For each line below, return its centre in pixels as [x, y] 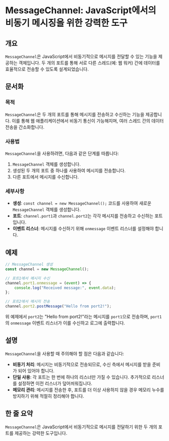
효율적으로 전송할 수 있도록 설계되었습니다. [47, 69]
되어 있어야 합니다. [36, 371]
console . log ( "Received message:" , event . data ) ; [65, 288]
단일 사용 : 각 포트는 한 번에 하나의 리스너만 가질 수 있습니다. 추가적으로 [81, 377]
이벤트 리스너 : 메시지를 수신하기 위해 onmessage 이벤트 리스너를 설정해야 [83, 229]
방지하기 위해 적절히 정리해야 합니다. [48, 396]
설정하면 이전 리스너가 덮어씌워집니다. [55, 383]
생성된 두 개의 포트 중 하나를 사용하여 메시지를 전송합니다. [69, 170]
